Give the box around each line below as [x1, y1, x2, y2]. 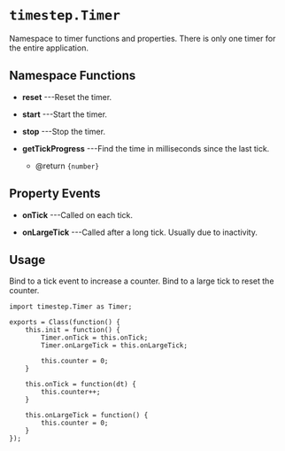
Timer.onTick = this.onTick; [41, 333, 149, 343]
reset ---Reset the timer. [21, 91, 112, 102]
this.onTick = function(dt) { [25, 380, 137, 389]
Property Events [9, 186, 101, 201]
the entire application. [9, 43, 89, 53]
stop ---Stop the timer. [21, 126, 106, 136]
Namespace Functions [9, 68, 136, 83]
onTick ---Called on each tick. [21, 209, 134, 220]
